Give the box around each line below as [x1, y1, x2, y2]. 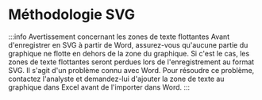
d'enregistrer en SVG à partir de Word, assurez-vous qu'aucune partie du [8, 40, 249, 49]
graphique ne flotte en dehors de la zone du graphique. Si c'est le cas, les [8, 48, 250, 58]
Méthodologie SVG [8, 6, 135, 24]
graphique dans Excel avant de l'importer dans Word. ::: [8, 82, 191, 92]
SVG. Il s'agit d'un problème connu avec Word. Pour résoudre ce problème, [8, 65, 255, 75]
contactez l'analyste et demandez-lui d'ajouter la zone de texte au [8, 74, 225, 83]
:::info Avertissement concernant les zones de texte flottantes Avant [8, 32, 230, 41]
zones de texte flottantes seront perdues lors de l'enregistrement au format [8, 57, 255, 67]
